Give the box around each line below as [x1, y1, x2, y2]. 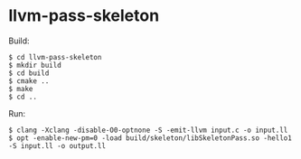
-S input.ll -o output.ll [8, 141, 106, 150]
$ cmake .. [8, 76, 50, 86]
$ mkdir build [8, 61, 62, 70]
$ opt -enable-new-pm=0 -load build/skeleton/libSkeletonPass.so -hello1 [8, 133, 293, 143]
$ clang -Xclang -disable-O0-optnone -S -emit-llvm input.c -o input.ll [8, 126, 288, 135]
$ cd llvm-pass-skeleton [8, 52, 102, 61]
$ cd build [8, 69, 50, 78]
